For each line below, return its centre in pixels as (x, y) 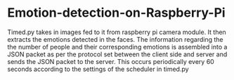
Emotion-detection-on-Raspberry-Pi (117, 13)
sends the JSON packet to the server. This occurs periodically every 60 (111, 61)
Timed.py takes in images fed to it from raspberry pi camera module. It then (117, 32)
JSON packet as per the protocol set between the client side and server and (117, 54)
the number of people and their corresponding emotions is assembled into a (117, 47)
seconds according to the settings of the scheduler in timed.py (98, 69)
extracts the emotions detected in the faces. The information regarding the (115, 39)
